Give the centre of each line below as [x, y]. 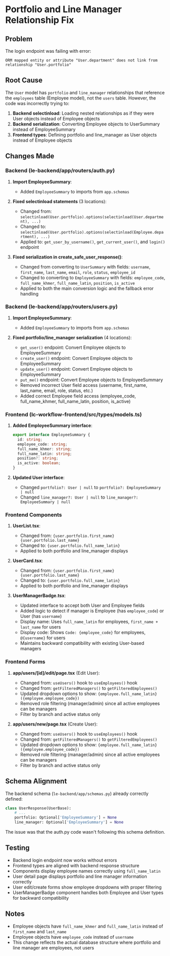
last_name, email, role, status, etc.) [57, 390]
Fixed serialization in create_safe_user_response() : [67, 257]
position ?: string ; [38, 458]
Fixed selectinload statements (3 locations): [59, 201]
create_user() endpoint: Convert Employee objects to [76, 358]
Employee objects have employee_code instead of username [73, 937]
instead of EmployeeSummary [44, 129]
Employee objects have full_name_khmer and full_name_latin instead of [88, 926]
